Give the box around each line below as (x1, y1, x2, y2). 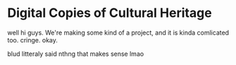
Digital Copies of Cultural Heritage (7, 5, 213, 21)
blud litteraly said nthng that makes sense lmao (7, 49, 144, 58)
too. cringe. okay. (7, 35, 58, 44)
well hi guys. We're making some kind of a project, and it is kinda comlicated (7, 28, 230, 37)
